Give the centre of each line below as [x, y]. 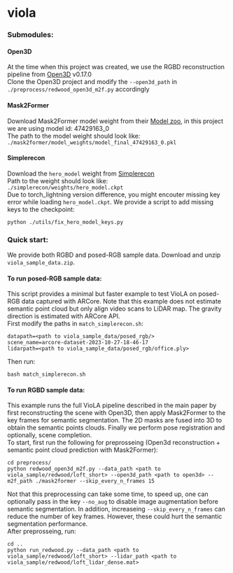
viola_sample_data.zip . [41, 262]
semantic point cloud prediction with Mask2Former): [83, 450]
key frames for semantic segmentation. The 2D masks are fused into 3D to [115, 420]
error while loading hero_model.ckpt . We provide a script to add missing [111, 201]
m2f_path [20, 481]
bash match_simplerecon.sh [47, 375]
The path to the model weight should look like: [74, 136]
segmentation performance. [48, 524]
